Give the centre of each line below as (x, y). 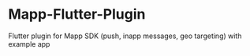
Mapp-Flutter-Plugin (77, 14)
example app (29, 44)
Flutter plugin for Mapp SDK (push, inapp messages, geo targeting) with (125, 36)
